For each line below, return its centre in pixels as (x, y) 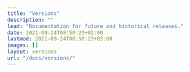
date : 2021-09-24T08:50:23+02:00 (55, 33)
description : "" (30, 20)
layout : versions (32, 52)
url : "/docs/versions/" (41, 58)
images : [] (23, 45)
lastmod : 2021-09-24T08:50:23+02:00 (60, 39)
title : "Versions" (34, 13)
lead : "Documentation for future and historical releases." (96, 26)
